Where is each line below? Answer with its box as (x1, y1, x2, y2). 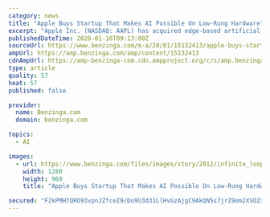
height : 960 (22, 174, 63, 183)
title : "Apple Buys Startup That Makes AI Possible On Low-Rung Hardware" (8, 19, 264, 27)
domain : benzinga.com (15, 116, 88, 125)
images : (8, 152, 35, 161)
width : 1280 (22, 167, 63, 175)
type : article (8, 64, 56, 72)
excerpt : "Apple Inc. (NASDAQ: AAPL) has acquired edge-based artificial (8, 27, 261, 35)
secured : (8, 197, 38, 205)
